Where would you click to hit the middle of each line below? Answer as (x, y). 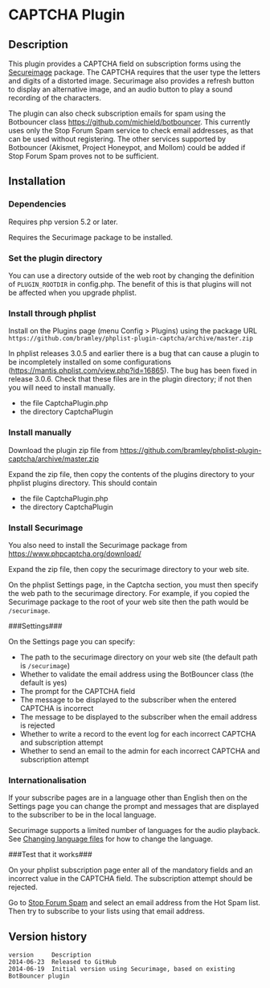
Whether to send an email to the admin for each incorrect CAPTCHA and (140, 751)
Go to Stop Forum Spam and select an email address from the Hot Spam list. (135, 903)
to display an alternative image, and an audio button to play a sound (121, 89)
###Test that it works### (50, 855)
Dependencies (37, 204)
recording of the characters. (55, 98)
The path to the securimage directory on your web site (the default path (139, 657)
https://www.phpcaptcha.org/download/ (75, 553)
